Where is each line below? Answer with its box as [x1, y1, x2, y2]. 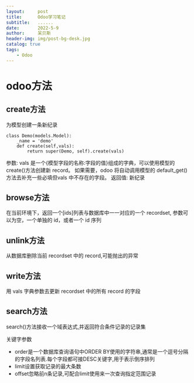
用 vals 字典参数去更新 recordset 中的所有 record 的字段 [6, 288, 141, 295]
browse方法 [6, 193, 50, 203]
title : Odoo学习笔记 [6, 14, 66, 20]
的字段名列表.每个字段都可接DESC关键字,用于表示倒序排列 [14, 355, 155, 362]
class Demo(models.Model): [6, 133, 72, 138]
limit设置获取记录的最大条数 [14, 362, 81, 370]
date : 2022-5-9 [6, 25, 59, 31]
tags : [6, 47, 19, 53]
